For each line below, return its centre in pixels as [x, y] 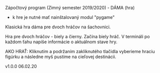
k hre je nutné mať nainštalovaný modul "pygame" [64, 17]
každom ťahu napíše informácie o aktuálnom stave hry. [61, 42]
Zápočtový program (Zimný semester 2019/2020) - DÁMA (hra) [70, 8]
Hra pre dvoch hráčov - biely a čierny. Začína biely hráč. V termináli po [78, 36]
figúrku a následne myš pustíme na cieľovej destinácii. [61, 57]
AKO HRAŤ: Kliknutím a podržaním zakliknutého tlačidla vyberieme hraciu [80, 51]
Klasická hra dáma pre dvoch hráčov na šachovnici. [58, 27]
